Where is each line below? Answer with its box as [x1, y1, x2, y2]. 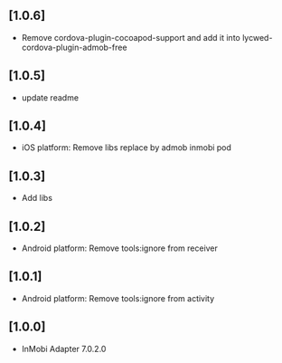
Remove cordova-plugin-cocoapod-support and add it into [21, 32, 240, 43]
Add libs [21, 193, 53, 204]
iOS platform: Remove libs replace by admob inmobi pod [21, 142, 232, 153]
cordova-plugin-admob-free [21, 42, 127, 53]
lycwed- [241, 32, 273, 43]
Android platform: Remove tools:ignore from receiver [21, 243, 219, 253]
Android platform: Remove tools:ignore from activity [21, 292, 215, 303]
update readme [21, 91, 79, 103]
